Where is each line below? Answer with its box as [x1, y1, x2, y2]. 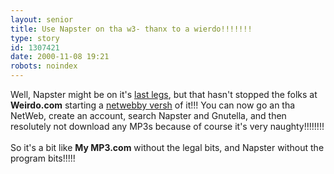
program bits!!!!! [10, 152, 76, 164]
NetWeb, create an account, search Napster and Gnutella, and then [10, 110, 287, 121]
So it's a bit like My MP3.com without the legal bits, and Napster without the [10, 142, 325, 153]
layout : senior [10, 14, 74, 25]
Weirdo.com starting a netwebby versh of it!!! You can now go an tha [10, 99, 296, 111]
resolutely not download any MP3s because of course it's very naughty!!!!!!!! [10, 121, 325, 132]
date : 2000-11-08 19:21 [10, 52, 110, 62]
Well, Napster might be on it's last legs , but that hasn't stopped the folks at [10, 89, 318, 100]
